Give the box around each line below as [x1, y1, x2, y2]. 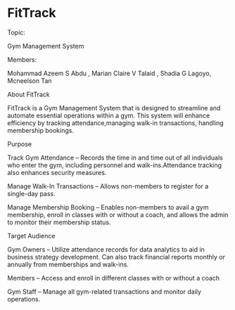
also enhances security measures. [7, 168, 107, 176]
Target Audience [7, 231, 56, 240]
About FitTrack [7, 90, 51, 98]
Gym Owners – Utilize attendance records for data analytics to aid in [7, 245, 205, 254]
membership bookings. [7, 126, 74, 134]
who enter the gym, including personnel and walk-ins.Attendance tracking [7, 160, 222, 169]
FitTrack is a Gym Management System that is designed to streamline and [7, 103, 221, 112]
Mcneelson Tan [7, 76, 52, 85]
